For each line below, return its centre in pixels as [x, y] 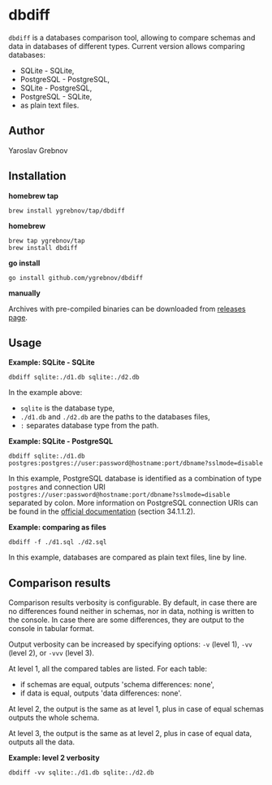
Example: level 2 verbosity [54, 758]
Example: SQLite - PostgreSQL [61, 441]
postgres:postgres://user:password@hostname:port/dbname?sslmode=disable [136, 463]
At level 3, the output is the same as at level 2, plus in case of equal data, [130, 734]
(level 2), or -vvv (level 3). [52, 653]
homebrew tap [34, 195]
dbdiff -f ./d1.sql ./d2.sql [58, 542]
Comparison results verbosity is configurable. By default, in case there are [133, 603]
